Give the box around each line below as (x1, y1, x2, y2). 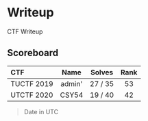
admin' (60, 79, 83, 88)
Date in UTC (23, 107, 59, 116)
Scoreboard (7, 47, 59, 59)
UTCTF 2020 (10, 90, 53, 100)
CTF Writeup (7, 27, 43, 36)
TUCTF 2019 (10, 79, 53, 88)
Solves (90, 67, 114, 77)
